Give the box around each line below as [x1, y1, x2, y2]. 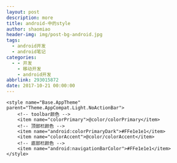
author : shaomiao [6, 26, 51, 32]
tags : [6, 37, 20, 43]
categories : [6, 54, 37, 60]
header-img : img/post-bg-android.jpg [6, 32, 103, 38]
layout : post [6, 9, 40, 15]
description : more [6, 15, 53, 21]
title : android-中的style [6, 20, 70, 26]
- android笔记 [12, 49, 46, 55]
